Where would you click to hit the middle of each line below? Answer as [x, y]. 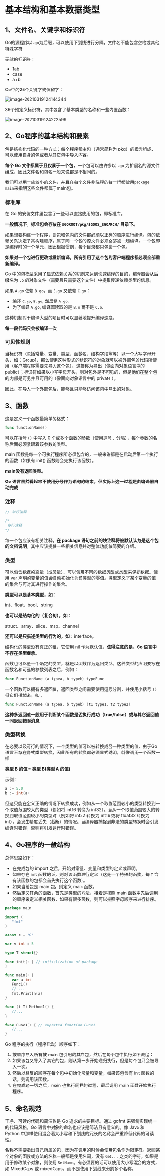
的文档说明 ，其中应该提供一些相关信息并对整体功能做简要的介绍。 [72, 546]
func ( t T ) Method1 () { [29, 1007]
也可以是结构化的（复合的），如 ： [39, 616]
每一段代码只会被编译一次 [31, 328]
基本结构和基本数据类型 [53, 10]
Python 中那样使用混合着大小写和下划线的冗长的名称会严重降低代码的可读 [80, 1133]
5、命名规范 [23, 1108]
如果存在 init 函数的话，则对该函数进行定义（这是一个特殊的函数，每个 [83, 874]
